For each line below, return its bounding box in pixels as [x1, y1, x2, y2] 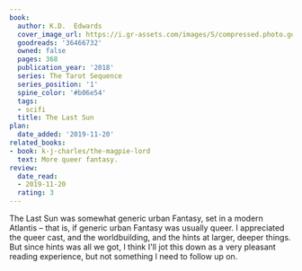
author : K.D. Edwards [17, 22, 102, 31]
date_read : [17, 171, 58, 180]
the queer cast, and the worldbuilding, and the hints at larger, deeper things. [9, 232, 291, 242]
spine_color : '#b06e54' [17, 88, 106, 97]
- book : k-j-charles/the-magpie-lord [9, 146, 151, 155]
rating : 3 [17, 188, 54, 197]
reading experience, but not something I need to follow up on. [9, 251, 238, 261]
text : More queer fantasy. [17, 154, 119, 164]
